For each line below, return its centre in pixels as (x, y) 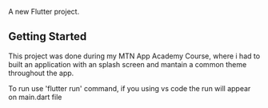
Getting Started (48, 36)
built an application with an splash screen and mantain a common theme (128, 64)
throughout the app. (41, 73)
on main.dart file (35, 97)
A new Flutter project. (44, 12)
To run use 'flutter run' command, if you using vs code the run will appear (130, 88)
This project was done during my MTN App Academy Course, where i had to (134, 56)
